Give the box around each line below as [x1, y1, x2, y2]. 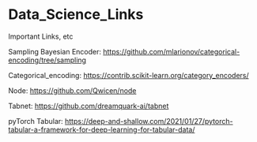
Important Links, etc [8, 32, 74, 41]
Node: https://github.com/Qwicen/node [8, 85, 137, 95]
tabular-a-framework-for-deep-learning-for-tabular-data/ [8, 125, 195, 134]
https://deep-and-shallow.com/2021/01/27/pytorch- [64, 116, 233, 125]
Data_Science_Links [8, 6, 144, 24]
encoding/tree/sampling [8, 55, 87, 65]
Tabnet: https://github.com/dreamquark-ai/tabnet [8, 101, 169, 110]
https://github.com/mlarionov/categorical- [102, 47, 240, 56]
